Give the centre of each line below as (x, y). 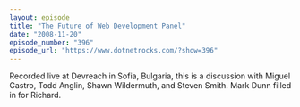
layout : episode (39, 17)
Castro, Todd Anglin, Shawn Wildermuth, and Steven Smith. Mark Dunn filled (150, 86)
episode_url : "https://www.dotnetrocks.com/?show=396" (114, 51)
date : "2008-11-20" (46, 34)
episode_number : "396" (51, 42)
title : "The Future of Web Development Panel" (98, 26)
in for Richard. (35, 95)
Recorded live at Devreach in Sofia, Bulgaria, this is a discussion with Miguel (150, 76)
